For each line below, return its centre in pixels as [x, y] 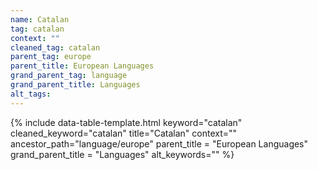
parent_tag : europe [51, 57]
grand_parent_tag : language [69, 76]
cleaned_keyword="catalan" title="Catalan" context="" [124, 133]
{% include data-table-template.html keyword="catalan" [126, 122]
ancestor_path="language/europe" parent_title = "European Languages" [159, 143]
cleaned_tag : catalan [55, 47]
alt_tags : [31, 94]
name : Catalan [40, 19]
